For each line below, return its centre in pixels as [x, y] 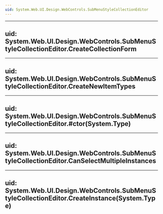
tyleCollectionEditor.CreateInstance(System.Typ [80, 198]
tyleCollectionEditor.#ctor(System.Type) [68, 124]
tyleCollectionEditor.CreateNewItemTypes [70, 86]
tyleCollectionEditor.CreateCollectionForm [71, 49]
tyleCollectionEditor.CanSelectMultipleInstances [81, 161]
